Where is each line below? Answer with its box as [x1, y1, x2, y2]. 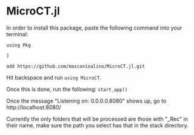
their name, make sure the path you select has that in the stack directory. [6, 122, 189, 129]
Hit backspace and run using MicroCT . [6, 74, 102, 81]
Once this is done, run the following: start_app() [6, 86, 128, 93]
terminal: [6, 30, 28, 37]
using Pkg [6, 42, 32, 48]
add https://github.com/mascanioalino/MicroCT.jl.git [6, 63, 145, 69]
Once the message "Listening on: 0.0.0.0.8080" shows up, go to [6, 97, 167, 104]
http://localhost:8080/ [6, 104, 62, 111]
